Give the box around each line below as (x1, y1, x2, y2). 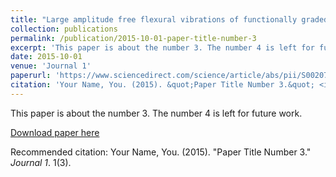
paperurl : (10, 71, 52, 81)
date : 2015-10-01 (10, 52, 83, 62)
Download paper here (10, 126, 100, 138)
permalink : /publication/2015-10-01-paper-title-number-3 (10, 33, 257, 43)
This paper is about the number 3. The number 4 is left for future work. (10, 107, 303, 119)
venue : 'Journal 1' (10, 61, 92, 71)
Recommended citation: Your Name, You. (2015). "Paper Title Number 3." (10, 146, 312, 158)
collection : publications (10, 24, 118, 34)
